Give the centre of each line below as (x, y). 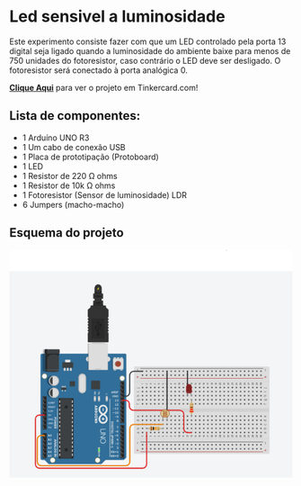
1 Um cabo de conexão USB (74, 147)
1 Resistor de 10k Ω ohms (69, 185)
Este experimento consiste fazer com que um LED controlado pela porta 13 (148, 41)
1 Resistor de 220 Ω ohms (70, 175)
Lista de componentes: (75, 116)
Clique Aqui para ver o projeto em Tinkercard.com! (104, 87)
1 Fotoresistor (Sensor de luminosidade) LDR (104, 194)
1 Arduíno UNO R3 (56, 138)
